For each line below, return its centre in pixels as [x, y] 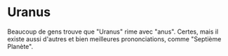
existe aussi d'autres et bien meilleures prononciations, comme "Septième [114, 38]
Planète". [20, 46]
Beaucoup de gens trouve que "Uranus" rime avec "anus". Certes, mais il [113, 31]
